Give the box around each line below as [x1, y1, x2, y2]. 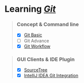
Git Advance [24, 38, 50, 44]
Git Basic [24, 32, 42, 38]
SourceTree [24, 67, 48, 73]
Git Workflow [24, 43, 51, 49]
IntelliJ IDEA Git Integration [24, 73, 79, 79]
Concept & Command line [16, 21, 79, 28]
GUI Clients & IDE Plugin [16, 55, 75, 62]
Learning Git [4, 3, 56, 15]
